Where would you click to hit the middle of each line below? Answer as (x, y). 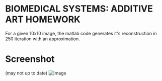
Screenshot (30, 59)
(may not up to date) (26, 73)
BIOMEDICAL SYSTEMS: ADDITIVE (79, 9)
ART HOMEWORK (43, 19)
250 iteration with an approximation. (43, 39)
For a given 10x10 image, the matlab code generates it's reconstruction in (81, 33)
